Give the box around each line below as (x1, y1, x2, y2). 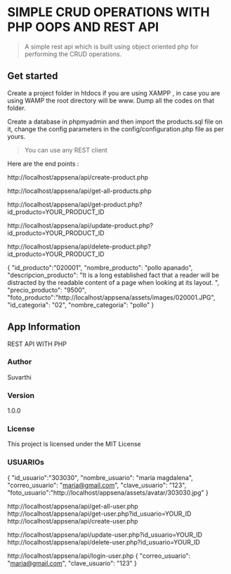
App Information (7, 321, 81, 333)
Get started (7, 70, 58, 82)
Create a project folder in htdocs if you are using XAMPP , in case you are (7, 88, 220, 97)
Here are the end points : (7, 159, 79, 168)
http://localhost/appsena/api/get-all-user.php (7, 502, 138, 510)
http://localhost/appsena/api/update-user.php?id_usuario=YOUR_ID (7, 530, 202, 539)
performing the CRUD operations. (24, 50, 122, 58)
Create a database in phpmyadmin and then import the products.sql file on (7, 117, 223, 126)
